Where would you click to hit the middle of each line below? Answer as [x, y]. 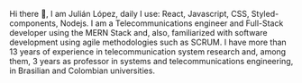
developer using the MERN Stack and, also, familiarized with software [138, 33]
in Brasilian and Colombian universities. [82, 71]
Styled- [265, 14]
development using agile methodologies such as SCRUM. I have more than [148, 42]
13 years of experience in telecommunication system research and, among [148, 52]
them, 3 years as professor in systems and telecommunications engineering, [151, 61]
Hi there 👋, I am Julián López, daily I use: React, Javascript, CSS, [129, 14]
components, [34, 23]
